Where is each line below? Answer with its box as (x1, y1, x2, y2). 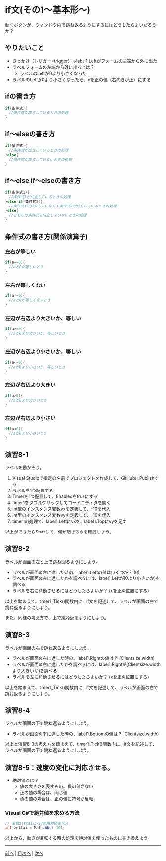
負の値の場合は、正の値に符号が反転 (19, 796, 94, 802)
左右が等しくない (5, 282, 46, 288)
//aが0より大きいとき (8, 398, 47, 403)
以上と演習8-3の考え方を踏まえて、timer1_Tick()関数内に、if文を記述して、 (5, 741, 157, 747)
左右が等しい (5, 248, 36, 255)
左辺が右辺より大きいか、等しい (5, 315, 81, 322)
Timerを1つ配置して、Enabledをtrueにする (12, 493, 98, 499)
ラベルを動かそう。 (5, 465, 44, 471)
